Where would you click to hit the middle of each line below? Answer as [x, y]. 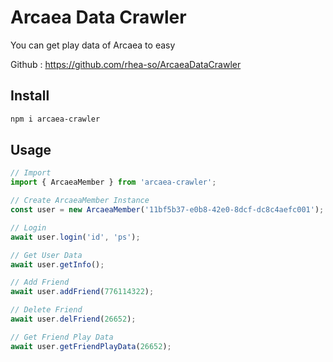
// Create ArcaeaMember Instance [80, 201]
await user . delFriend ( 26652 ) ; [73, 319]
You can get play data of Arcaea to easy [93, 45]
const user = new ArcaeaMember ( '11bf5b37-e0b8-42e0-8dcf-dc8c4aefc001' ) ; [167, 210]
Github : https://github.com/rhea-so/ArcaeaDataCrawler [126, 64]
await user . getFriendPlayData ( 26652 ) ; [91, 346]
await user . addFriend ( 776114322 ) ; [82, 292]
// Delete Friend [46, 310]
